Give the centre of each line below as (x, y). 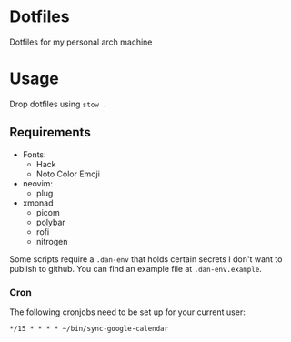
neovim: (37, 183)
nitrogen (52, 241)
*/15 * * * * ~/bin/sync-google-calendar (89, 328)
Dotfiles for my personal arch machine (81, 42)
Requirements (50, 132)
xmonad (38, 203)
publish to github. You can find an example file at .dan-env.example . (135, 268)
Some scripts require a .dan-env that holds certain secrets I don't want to (146, 259)
